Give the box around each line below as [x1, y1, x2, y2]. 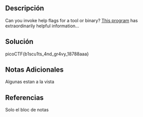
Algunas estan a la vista [5, 79, 54, 85]
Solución [5, 37, 34, 46]
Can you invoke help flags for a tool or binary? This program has [5, 17, 138, 23]
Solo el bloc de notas [5, 107, 49, 113]
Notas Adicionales [5, 66, 64, 74]
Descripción [5, 4, 44, 13]
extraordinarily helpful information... [5, 23, 79, 29]
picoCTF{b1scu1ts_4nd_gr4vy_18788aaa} [5, 50, 89, 57]
